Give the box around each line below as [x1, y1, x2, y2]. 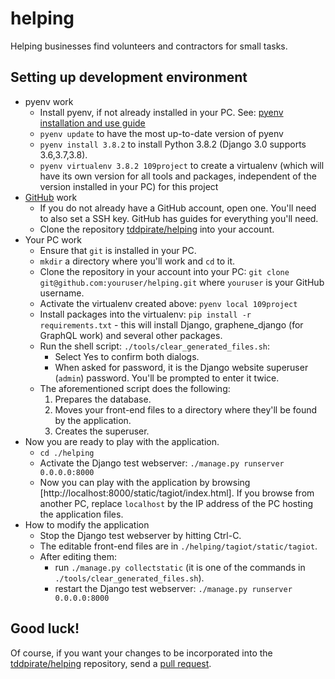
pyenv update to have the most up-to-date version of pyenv [39, 127, 284, 139]
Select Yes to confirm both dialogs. [54, 350, 200, 362]
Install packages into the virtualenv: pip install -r [39, 308, 252, 320]
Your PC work [24, 233, 82, 246]
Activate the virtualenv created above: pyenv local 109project [39, 297, 298, 309]
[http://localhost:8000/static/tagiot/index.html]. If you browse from [39, 487, 315, 499]
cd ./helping [39, 448, 95, 458]
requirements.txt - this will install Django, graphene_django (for [39, 318, 304, 331]
